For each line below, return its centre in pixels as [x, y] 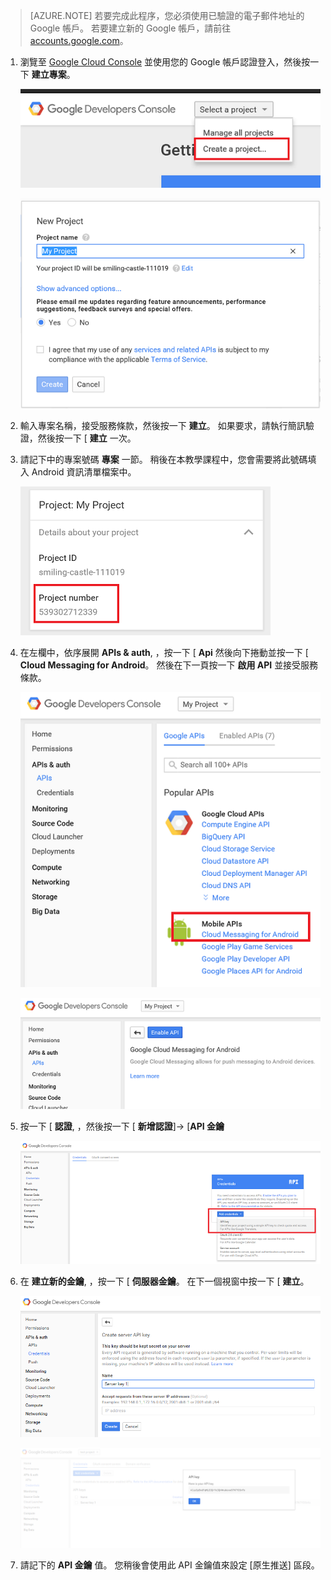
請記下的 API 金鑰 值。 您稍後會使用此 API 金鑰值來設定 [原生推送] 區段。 [169, 1565]
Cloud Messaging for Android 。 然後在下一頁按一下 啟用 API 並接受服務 [169, 665]
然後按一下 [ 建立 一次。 [87, 438]
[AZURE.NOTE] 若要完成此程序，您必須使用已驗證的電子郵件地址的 [167, 15]
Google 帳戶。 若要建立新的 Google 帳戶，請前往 [130, 28]
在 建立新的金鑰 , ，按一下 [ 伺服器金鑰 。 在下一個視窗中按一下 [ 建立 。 [164, 1281]
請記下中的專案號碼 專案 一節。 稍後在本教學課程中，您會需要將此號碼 [163, 460]
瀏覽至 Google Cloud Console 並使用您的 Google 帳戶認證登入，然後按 [165, 62]
